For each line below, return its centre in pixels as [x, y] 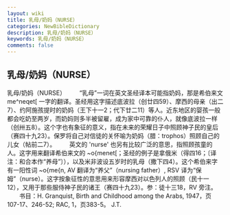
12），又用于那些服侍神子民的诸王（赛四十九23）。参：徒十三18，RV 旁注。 [112, 187]
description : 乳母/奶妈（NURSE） [52, 33]
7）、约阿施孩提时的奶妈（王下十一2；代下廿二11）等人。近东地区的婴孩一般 [114, 110]
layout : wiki [26, 13]
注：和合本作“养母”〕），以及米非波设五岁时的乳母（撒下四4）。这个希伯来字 [113, 161]
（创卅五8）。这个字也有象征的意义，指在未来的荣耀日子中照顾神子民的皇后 [113, 127]
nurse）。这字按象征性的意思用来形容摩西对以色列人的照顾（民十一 [115, 179]
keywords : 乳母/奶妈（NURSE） [47, 39]
